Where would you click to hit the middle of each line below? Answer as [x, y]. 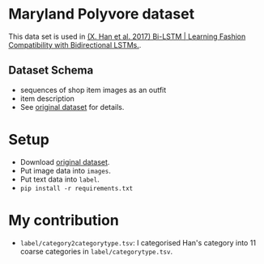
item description [47, 98]
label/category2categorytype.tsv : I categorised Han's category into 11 [138, 242]
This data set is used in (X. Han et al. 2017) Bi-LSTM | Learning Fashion [127, 36]
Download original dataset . [65, 161]
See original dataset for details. [72, 107]
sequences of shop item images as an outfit [93, 90]
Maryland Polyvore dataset [102, 14]
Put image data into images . [66, 170]
